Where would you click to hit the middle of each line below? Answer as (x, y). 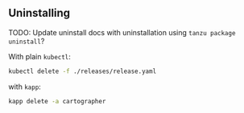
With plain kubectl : (39, 56)
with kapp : (25, 87)
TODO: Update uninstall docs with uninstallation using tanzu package (122, 32)
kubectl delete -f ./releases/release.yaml (83, 71)
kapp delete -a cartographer (57, 101)
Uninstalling (39, 13)
